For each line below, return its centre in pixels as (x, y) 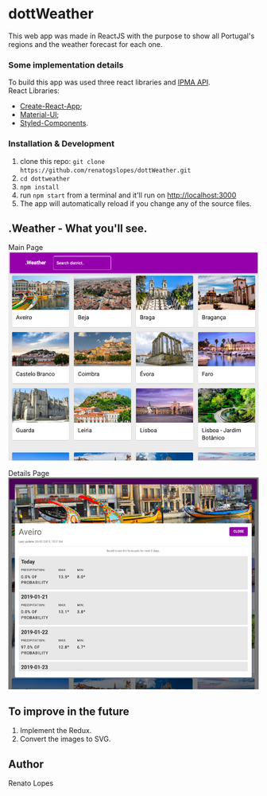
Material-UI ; (39, 115)
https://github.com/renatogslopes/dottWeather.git (105, 170)
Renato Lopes (31, 783)
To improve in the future (69, 712)
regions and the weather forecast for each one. (85, 44)
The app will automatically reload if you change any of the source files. (135, 203)
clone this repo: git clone (62, 161)
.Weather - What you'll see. (78, 228)
